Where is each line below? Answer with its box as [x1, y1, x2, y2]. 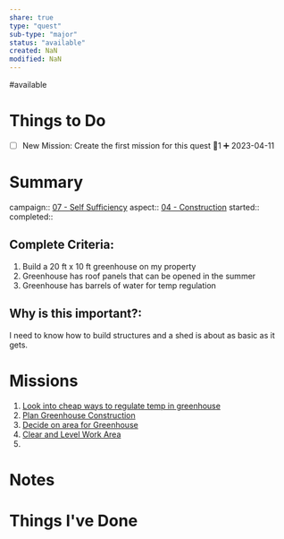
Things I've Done [9, 510, 138, 531]
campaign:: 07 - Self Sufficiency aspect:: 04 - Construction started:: [9, 201, 260, 212]
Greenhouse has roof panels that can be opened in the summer [21, 270, 256, 281]
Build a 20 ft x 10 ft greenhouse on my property [21, 261, 196, 271]
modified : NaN [9, 55, 63, 64]
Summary [9, 172, 83, 192]
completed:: [9, 211, 54, 222]
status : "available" [9, 38, 87, 47]
